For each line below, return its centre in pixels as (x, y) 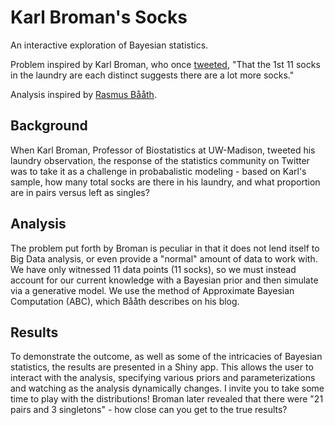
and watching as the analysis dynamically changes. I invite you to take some (167, 388)
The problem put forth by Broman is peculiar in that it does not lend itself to (165, 248)
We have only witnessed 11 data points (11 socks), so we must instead (153, 269)
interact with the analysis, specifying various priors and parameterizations (163, 378)
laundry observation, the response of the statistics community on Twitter (160, 160)
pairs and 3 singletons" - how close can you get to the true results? (149, 410)
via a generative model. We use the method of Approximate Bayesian (152, 290)
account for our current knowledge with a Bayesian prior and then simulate (164, 280)
